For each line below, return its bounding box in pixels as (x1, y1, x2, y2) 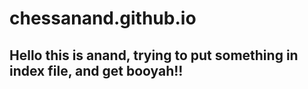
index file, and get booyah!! (9, 62, 184, 79)
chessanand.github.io (9, 7, 197, 30)
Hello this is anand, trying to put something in (9, 47, 299, 64)
